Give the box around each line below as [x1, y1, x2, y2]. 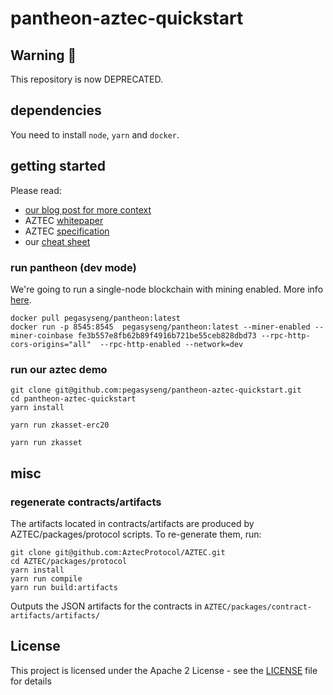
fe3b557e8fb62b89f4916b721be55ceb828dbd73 [77, 330, 257, 341]
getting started [10, 158, 106, 175]
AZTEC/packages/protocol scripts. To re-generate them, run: [10, 528, 262, 540]
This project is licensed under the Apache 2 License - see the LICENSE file [10, 664, 318, 676]
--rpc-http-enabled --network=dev [99, 339, 244, 349]
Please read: [10, 184, 62, 196]
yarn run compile [10, 573, 83, 584]
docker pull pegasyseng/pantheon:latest [10, 313, 182, 323]
